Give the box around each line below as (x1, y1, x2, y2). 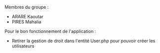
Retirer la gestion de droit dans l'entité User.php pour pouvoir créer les (11, 38, 156, 44)
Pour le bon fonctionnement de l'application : (4, 28, 96, 34)
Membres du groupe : (4, 4, 49, 10)
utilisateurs (11, 43, 35, 49)
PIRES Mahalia (11, 19, 41, 25)
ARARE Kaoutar (11, 14, 44, 19)
